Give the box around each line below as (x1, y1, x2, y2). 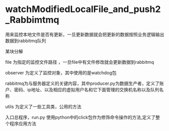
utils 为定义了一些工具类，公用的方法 (5, 103, 82, 109)
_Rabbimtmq (5, 14, 60, 26)
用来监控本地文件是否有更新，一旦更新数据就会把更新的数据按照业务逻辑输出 (5, 31, 164, 37)
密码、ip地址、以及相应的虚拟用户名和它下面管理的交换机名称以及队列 (14, 86, 159, 92)
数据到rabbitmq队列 (5, 38, 46, 44)
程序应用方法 (9, 120, 36, 126)
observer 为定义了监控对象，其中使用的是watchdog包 (5, 69, 117, 76)
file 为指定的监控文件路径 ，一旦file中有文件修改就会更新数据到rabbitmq (5, 59, 154, 65)
